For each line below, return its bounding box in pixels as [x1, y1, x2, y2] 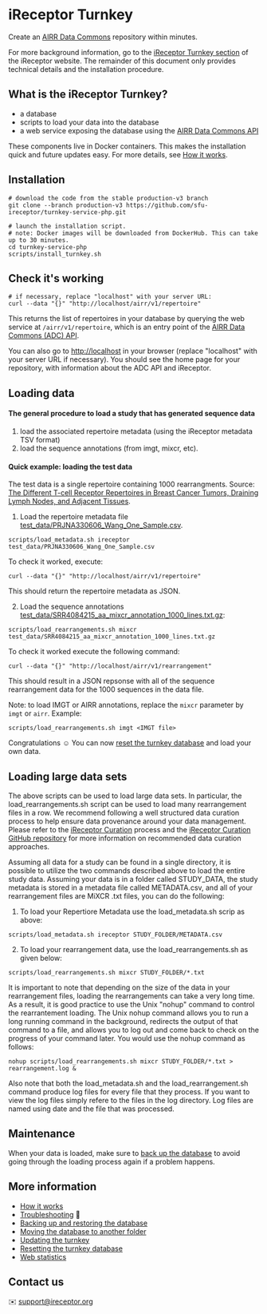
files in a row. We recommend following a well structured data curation [8, 808, 240, 817]
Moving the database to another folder [19, 1226, 147, 1236]
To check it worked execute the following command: [8, 647, 180, 657]
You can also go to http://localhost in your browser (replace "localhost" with [8, 346, 257, 356]
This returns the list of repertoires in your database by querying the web [8, 314, 245, 324]
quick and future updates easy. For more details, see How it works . [8, 149, 229, 159]
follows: [8, 1042, 34, 1051]
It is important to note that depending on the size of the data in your [8, 983, 230, 992]
